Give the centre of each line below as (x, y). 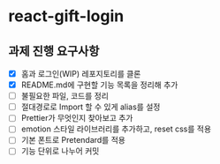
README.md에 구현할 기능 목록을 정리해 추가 (99, 85)
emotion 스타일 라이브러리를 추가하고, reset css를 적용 (116, 129)
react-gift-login (66, 16)
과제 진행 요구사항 (54, 51)
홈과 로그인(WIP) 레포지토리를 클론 (81, 74)
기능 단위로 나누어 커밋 (60, 151)
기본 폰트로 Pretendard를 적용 (73, 140)
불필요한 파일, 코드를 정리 (65, 96)
